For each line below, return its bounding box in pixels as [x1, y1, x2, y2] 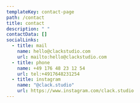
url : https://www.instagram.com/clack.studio [17, 88, 135, 94]
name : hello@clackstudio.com [17, 48, 91, 55]
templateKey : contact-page [6, 8, 75, 15]
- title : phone [12, 59, 50, 65]
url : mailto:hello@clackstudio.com [17, 54, 107, 60]
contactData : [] [6, 32, 47, 38]
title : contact [6, 20, 45, 26]
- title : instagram [12, 76, 61, 82]
